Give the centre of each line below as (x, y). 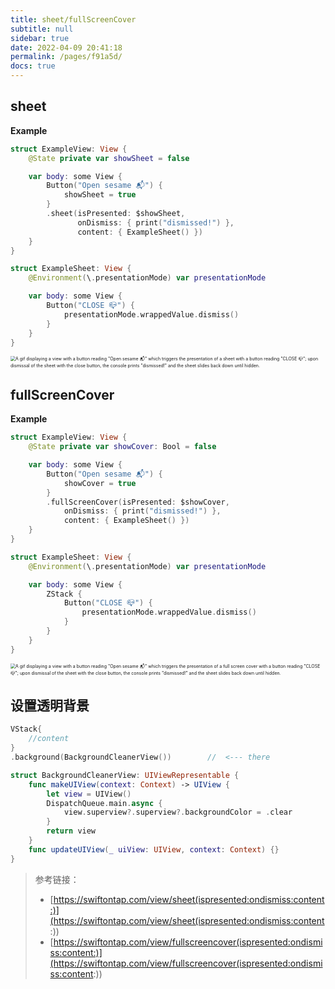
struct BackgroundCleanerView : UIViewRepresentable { (125, 775)
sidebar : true (40, 38)
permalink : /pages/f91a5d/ (66, 57)
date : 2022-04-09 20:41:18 (66, 47)
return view (71, 831)
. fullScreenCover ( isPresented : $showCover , (138, 502)
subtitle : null (42, 29)
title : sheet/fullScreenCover (73, 19)
